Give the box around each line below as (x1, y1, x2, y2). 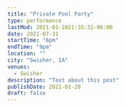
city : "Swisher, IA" (7, 57, 69, 64)
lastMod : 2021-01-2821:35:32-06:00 (7, 23, 113, 31)
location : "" (7, 50, 46, 58)
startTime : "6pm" (7, 37, 59, 44)
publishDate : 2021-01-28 (7, 83, 81, 90)
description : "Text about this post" (7, 76, 120, 84)
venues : (7, 63, 31, 70)
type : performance (7, 17, 62, 24)
